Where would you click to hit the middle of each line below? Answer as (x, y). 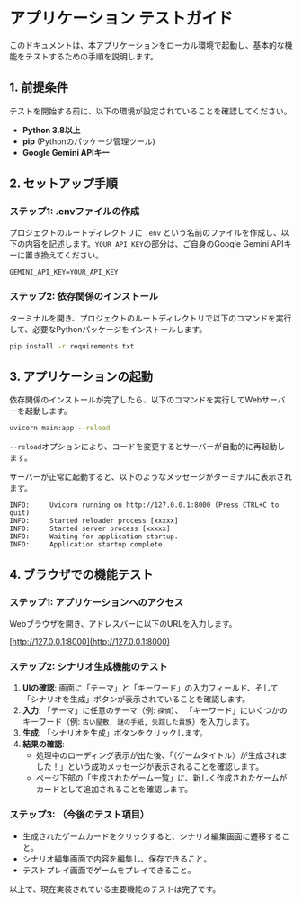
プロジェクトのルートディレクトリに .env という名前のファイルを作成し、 (145, 233)
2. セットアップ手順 (64, 184)
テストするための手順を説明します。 (92, 56)
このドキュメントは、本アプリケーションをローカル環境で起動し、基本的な (147, 45)
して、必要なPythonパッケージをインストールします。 (108, 329)
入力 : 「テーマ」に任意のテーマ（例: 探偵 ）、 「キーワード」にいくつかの (155, 710)
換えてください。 (71, 255)
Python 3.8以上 (51, 130)
